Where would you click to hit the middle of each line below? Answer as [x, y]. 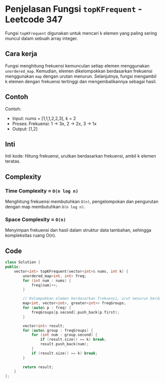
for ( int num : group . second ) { [64, 335]
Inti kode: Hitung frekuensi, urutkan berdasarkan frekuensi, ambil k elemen [81, 156]
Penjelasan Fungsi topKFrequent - [74, 9]
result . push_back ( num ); [65, 344]
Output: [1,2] [25, 128]
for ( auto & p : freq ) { [47, 308]
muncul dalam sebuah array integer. [41, 38]
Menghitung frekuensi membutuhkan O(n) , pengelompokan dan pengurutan [82, 202]
